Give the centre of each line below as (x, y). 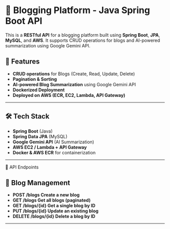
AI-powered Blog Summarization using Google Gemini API (74, 84)
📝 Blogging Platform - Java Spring (78, 10)
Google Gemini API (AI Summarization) (53, 142)
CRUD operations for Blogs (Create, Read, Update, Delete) (74, 74)
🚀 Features (23, 62)
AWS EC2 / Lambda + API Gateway (50, 147)
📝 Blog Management (38, 183)
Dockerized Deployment (38, 90)
